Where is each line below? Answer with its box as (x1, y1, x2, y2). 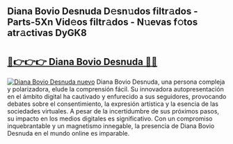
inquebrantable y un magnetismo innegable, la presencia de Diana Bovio (7, 122, 215, 130)
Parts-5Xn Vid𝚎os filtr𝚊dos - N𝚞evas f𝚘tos (7, 17, 198, 28)
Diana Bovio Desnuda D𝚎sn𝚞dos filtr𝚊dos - (7, 6, 198, 17)
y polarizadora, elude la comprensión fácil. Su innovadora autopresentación (7, 85, 224, 93)
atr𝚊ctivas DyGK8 (7, 27, 87, 39)
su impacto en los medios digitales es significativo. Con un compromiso (7, 114, 213, 123)
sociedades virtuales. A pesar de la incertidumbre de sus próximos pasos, (7, 107, 220, 115)
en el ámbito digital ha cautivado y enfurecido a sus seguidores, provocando (7, 93, 227, 100)
